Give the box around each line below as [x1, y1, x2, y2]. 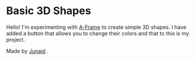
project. [6, 36, 26, 43]
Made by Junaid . [6, 47, 49, 54]
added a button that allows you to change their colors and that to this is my [6, 29, 190, 36]
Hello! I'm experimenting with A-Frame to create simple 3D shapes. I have [6, 24, 187, 31]
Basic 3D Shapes [6, 4, 92, 18]
